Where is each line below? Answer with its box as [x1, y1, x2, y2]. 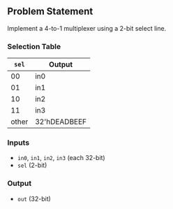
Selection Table [7, 41, 61, 51]
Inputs [7, 138, 30, 147]
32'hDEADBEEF [34, 117, 87, 127]
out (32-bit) [17, 194, 51, 203]
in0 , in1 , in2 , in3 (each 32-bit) [17, 154, 106, 162]
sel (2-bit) [17, 161, 47, 170]
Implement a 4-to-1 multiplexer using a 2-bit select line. [7, 24, 167, 32]
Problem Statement [7, 6, 93, 17]
